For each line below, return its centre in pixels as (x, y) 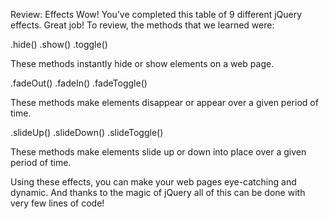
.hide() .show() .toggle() (59, 44)
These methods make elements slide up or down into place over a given (158, 152)
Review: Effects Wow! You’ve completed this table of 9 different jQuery (156, 14)
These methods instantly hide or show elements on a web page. (142, 63)
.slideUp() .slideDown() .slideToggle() (87, 132)
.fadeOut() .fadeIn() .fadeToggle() (79, 83)
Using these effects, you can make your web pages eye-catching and (153, 182)
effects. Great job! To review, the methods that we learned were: (142, 25)
